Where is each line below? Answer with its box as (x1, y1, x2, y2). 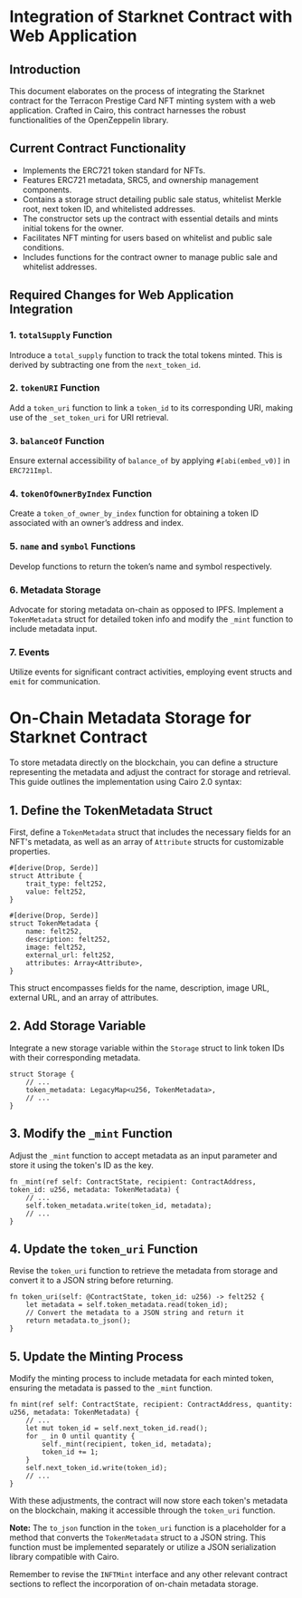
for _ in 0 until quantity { (25, 1432, 136, 1441)
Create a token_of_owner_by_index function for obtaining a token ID (9, 508, 260, 518)
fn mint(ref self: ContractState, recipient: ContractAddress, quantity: (9, 1400, 294, 1409)
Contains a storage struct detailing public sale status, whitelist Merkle (22, 193, 282, 205)
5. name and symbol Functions (9, 540, 136, 553)
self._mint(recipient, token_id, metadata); (42, 1439, 212, 1449)
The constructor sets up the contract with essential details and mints (22, 213, 278, 224)
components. (22, 184, 72, 195)
